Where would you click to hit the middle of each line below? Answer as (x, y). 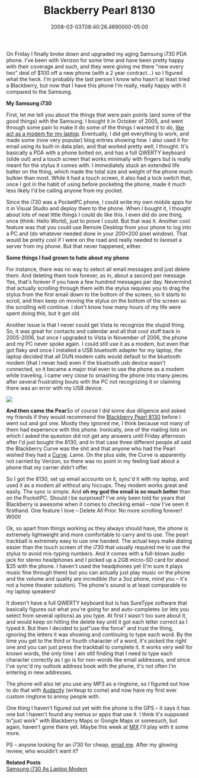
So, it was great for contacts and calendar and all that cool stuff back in (93, 331)
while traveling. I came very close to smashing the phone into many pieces (97, 375)
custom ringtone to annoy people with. (53, 696)
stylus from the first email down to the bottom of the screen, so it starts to (96, 294)
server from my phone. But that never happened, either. (74, 246)
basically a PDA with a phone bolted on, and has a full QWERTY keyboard (96, 153)
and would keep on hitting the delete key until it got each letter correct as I (97, 622)
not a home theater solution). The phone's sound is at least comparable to (97, 585)
